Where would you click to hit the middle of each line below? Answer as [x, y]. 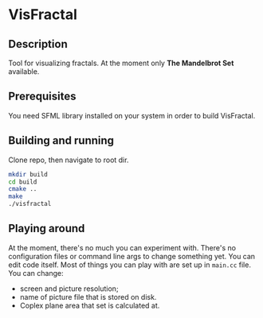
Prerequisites [42, 97]
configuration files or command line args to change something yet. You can [132, 256]
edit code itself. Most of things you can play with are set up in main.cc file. [130, 265]
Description [38, 44]
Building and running [61, 141]
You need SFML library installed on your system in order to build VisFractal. [132, 115]
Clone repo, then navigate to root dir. [69, 160]
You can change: [36, 273]
